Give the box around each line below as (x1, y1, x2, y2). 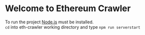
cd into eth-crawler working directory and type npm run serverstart (5, 24, 141, 30)
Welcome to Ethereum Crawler (5, 3, 131, 14)
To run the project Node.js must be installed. (5, 19, 94, 25)
